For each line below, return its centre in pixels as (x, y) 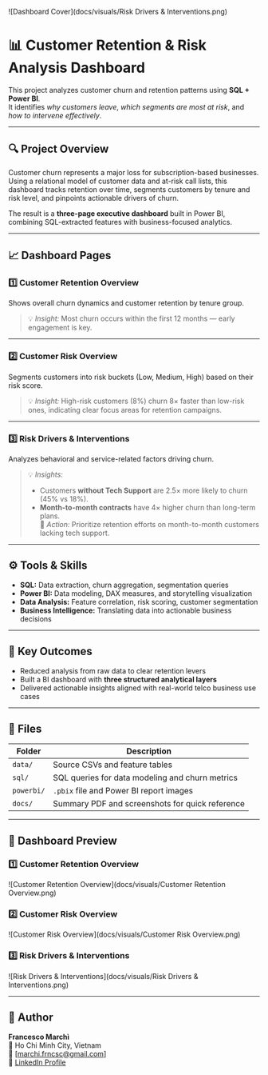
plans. (50, 516)
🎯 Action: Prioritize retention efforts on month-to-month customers (149, 525)
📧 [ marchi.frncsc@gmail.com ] (57, 1053)
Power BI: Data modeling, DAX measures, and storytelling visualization (136, 593)
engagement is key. (60, 328)
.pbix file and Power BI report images (123, 791)
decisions (35, 618)
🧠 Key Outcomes (51, 651)
